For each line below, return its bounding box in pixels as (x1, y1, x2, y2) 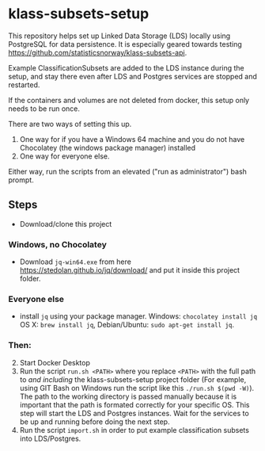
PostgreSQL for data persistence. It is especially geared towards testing (8, 39, 243, 48)
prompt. (8, 175, 34, 185)
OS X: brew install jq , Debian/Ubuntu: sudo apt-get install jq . (19, 320, 235, 330)
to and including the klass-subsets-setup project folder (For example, (19, 374, 247, 384)
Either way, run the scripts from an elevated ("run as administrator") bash (8, 166, 248, 176)
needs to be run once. (8, 104, 81, 113)
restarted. (8, 80, 40, 90)
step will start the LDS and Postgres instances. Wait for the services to (19, 408, 249, 418)
